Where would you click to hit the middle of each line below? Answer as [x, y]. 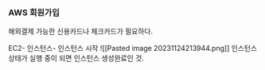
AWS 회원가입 [34, 12]
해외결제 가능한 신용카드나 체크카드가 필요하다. [81, 31]
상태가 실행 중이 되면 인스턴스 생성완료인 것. [76, 58]
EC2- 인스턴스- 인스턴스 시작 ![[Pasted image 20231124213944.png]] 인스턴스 [132, 49]
